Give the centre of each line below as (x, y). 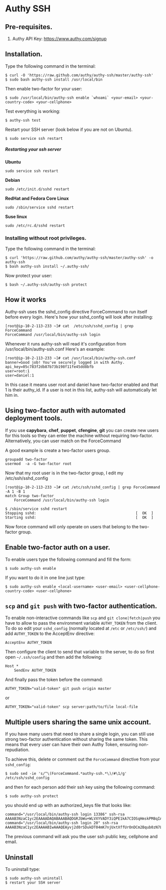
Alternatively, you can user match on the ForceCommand (63, 441)
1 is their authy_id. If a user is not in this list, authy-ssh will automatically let (81, 390)
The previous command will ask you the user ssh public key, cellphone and (82, 837)
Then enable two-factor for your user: (44, 88)
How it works (26, 300)
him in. (12, 395)
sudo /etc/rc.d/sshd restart (35, 225)
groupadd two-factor (26, 459)
